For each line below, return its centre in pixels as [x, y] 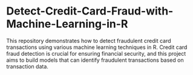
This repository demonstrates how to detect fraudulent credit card [89, 41]
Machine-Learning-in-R [67, 24]
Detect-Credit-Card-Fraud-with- [90, 11]
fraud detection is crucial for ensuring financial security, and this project [96, 53]
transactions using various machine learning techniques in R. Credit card [97, 47]
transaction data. [27, 66]
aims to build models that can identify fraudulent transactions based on [95, 60]
